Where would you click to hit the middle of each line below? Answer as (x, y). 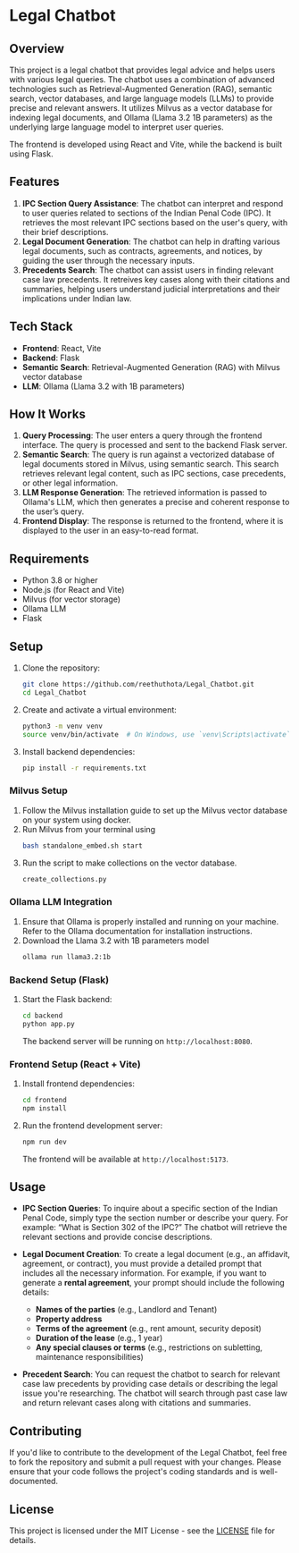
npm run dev (44, 1142)
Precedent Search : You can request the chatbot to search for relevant (151, 1374)
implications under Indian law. (77, 298)
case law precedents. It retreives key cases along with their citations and (156, 279)
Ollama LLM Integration (61, 902)
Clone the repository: (61, 668)
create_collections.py (64, 879)
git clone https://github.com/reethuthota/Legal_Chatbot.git (138, 685)
